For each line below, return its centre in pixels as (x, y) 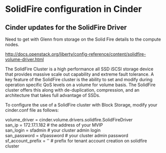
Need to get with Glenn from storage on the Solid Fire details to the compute (83, 39)
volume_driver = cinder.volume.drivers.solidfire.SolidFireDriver (69, 120)
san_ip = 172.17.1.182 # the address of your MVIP (54, 125)
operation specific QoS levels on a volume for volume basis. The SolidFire (81, 85)
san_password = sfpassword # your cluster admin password (67, 135)
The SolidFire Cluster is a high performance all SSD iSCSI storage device (79, 69)
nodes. (12, 45)
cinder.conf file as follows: (32, 110)
